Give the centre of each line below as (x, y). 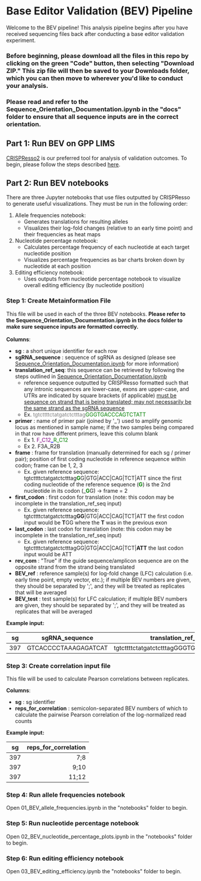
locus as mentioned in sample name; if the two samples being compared (104, 427)
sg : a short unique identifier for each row (66, 350)
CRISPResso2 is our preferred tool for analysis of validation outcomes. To (97, 158)
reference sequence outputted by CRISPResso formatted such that (106, 382)
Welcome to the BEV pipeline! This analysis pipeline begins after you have (97, 28)
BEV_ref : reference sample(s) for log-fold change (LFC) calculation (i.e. (104, 573)
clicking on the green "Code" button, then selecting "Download (100, 63)
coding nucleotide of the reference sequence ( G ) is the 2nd (97, 484)
